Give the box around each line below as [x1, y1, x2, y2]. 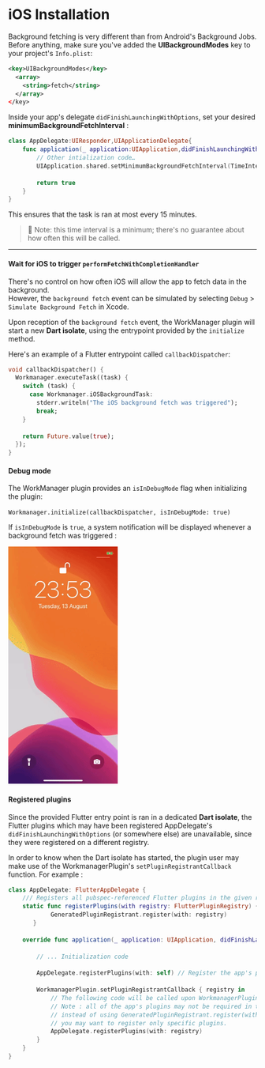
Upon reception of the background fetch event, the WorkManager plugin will [8, 317, 255, 326]
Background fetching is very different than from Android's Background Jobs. [8, 32, 257, 41]
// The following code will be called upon [50, 994, 196, 1002]
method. [8, 334, 35, 343]
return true [36, 179, 77, 187]
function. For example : [8, 870, 84, 879]
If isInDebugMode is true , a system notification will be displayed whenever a [8, 523, 252, 532]
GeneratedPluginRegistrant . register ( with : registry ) [50, 911, 227, 919]
